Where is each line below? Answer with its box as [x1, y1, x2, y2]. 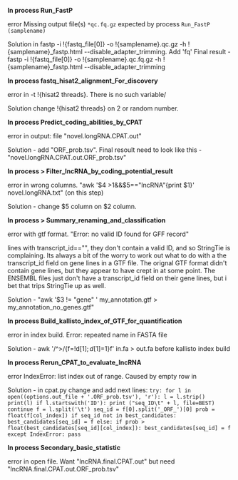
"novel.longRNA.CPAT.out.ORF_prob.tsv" [7, 153, 127, 161]
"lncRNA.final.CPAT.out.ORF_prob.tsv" [7, 465, 120, 473]
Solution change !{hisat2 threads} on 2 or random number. [7, 104, 179, 113]
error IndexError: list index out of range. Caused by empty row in [7, 372, 197, 380]
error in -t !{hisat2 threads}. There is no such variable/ [7, 91, 167, 98]
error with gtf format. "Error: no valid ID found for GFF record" [7, 230, 189, 238]
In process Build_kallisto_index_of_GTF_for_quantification [7, 317, 182, 325]
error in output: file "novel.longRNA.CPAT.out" [7, 132, 142, 140]
